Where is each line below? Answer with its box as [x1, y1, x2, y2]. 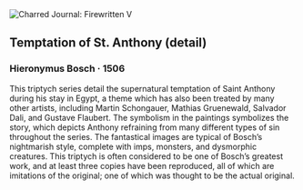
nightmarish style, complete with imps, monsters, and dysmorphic [9, 141, 258, 152]
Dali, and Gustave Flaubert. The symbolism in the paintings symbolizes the [9, 112, 289, 123]
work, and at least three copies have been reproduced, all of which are [9, 160, 275, 171]
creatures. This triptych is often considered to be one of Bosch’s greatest [9, 150, 284, 162]
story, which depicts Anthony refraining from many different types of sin [9, 122, 280, 133]
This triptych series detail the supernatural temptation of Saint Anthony [9, 83, 276, 94]
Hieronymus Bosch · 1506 [9, 63, 126, 75]
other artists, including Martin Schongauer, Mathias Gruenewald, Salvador [9, 102, 287, 113]
